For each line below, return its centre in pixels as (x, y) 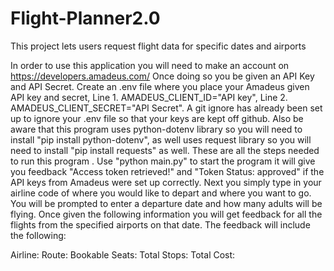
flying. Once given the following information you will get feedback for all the (166, 214)
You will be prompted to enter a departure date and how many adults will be (166, 203)
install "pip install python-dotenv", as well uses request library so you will (161, 139)
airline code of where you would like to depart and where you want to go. (161, 193)
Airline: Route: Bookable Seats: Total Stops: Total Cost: (123, 254)
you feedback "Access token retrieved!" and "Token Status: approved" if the (167, 171)
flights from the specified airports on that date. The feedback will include (160, 224)
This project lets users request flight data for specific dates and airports (158, 46)
